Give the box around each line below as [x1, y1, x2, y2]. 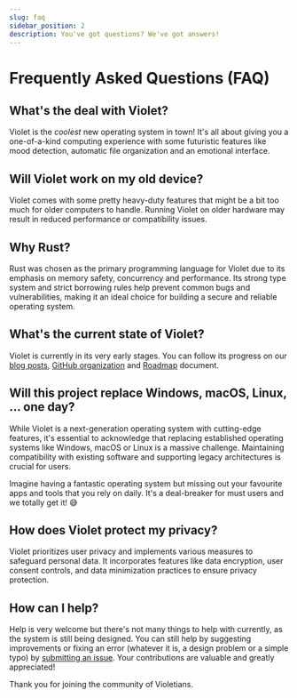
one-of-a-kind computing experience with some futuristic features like [9, 136, 267, 147]
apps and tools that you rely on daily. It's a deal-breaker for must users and [9, 487, 284, 498]
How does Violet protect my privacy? [9, 523, 218, 538]
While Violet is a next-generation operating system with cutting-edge [9, 423, 262, 434]
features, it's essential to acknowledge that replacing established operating [9, 432, 284, 443]
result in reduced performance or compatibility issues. [9, 214, 207, 225]
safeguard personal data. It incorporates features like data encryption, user [9, 556, 284, 566]
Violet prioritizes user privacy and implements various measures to [9, 546, 254, 557]
